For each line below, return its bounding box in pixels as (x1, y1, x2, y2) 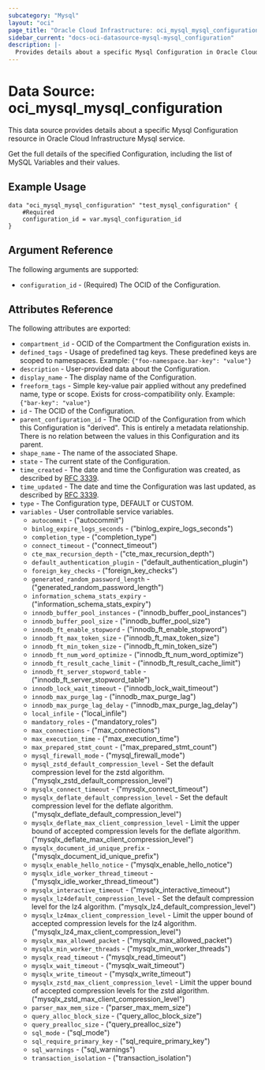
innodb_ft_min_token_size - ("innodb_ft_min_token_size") (31, 641, 218, 651)
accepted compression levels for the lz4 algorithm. (31, 919, 197, 928)
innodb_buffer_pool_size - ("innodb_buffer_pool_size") (31, 616, 211, 626)
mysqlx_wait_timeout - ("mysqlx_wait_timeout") (31, 961, 185, 970)
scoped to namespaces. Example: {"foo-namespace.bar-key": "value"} (19, 356, 252, 365)
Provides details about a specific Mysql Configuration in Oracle (15, 48, 238, 56)
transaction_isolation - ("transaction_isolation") (31, 1053, 192, 1063)
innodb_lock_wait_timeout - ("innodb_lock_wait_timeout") (31, 683, 219, 693)
